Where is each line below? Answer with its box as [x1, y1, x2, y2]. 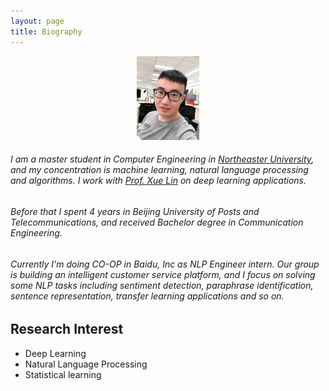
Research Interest [10, 321, 124, 338]
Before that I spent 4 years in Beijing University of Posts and [10, 205, 260, 217]
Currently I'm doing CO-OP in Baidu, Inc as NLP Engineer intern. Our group [10, 258, 320, 270]
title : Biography [10, 26, 83, 37]
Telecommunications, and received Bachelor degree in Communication [10, 216, 304, 228]
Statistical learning [24, 368, 102, 380]
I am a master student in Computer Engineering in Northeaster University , [10, 153, 315, 165]
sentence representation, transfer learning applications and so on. [10, 290, 285, 302]
